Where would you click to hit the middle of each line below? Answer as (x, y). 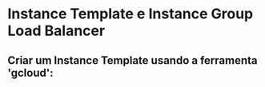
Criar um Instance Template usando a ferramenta (132, 60)
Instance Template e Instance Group (130, 14)
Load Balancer (56, 31)
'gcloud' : (30, 73)
